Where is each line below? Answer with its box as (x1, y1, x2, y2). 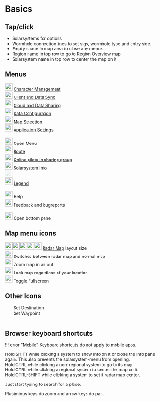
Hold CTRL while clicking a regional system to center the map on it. (5, 367, 139, 373)
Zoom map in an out (13, 261, 54, 267)
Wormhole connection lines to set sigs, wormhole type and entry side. (12, 41, 152, 47)
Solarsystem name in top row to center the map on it (12, 56, 117, 62)
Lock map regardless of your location (13, 270, 88, 275)
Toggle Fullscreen (13, 278, 49, 284)
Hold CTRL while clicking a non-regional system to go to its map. (5, 362, 134, 368)
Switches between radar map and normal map (13, 253, 105, 259)
